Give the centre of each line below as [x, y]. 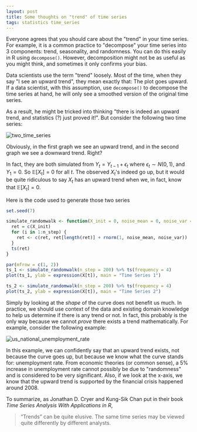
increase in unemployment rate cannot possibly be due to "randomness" [94, 369]
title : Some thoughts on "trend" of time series [67, 17]
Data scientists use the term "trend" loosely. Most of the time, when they [94, 75]
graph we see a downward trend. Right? [54, 153]
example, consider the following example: [56, 327]
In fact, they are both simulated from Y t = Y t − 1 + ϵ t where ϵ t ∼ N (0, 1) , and [96, 165]
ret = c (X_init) [31, 227]
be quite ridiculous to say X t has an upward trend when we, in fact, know [94, 180]
